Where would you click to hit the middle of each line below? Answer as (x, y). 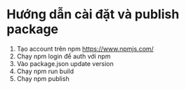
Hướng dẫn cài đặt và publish (93, 14)
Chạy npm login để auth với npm (64, 56)
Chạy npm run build (45, 71)
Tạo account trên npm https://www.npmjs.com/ (85, 49)
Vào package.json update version (65, 63)
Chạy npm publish (43, 78)
